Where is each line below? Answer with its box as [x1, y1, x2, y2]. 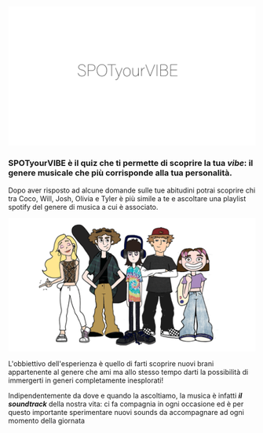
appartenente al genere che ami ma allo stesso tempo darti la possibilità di [8, 368, 249, 377]
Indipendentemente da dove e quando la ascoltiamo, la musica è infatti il [8, 391, 243, 401]
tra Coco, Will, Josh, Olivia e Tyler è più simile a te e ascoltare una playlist [8, 193, 247, 203]
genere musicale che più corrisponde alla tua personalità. [8, 167, 233, 178]
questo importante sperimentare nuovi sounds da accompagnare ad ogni [8, 408, 245, 417]
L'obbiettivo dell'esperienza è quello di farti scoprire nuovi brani [8, 359, 214, 369]
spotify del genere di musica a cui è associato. [8, 202, 159, 211]
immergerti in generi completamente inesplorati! [8, 376, 164, 385]
